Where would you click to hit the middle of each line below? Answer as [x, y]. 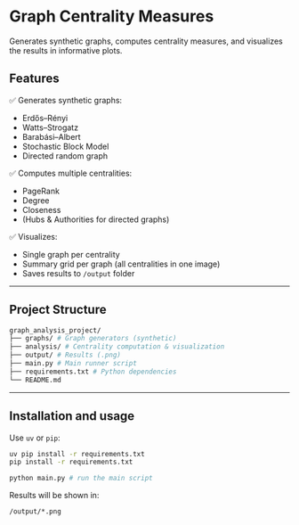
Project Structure [58, 310]
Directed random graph [65, 156]
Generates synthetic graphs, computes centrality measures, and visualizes [146, 41]
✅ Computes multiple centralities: [71, 173]
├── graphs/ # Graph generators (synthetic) [93, 339]
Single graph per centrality [71, 254]
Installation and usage [72, 416]
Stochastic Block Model [65, 146]
